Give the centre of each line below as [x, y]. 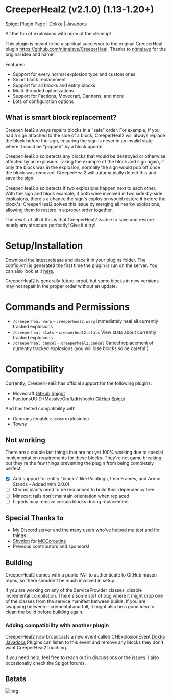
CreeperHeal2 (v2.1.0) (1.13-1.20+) [80, 9]
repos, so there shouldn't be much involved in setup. [60, 581]
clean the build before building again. [44, 612]
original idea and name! [30, 54]
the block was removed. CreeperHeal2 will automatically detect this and [81, 172]
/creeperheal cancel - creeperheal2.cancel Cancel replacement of [83, 343]
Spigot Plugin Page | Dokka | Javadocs [46, 24]
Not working [26, 440]
